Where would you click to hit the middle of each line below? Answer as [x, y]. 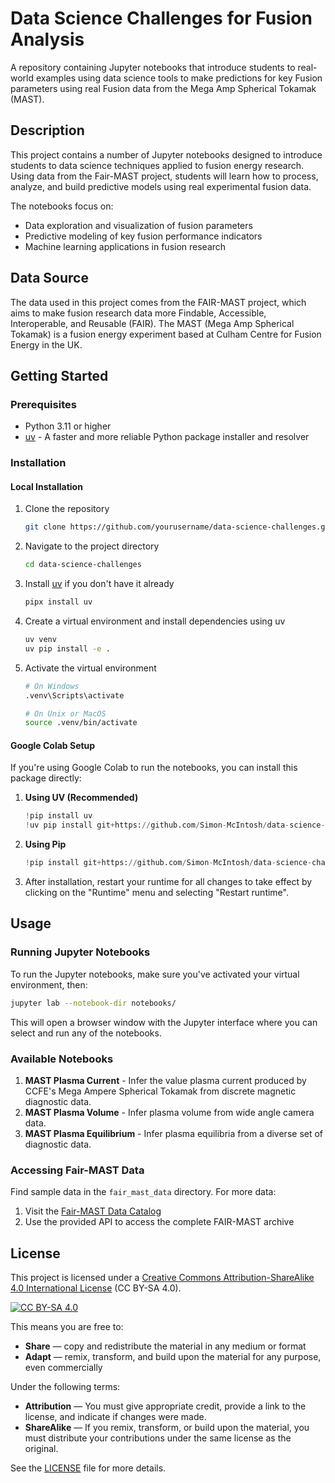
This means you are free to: [67, 1327]
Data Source [49, 278]
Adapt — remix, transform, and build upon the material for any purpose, [173, 1357]
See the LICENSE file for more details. [88, 1468]
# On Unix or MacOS [65, 713]
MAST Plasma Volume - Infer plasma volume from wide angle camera [169, 1112]
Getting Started [59, 375]
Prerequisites [43, 404]
